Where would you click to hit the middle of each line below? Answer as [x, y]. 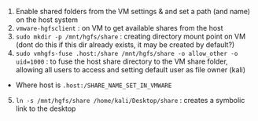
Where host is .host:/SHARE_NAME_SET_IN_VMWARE [94, 85]
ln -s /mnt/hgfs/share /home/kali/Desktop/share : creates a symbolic [130, 100]
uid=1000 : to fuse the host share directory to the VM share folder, [122, 61]
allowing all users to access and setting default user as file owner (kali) [131, 70]
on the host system [47, 20]
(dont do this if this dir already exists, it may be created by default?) [125, 45]
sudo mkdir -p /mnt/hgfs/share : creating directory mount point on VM [131, 36]
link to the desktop [46, 108]
